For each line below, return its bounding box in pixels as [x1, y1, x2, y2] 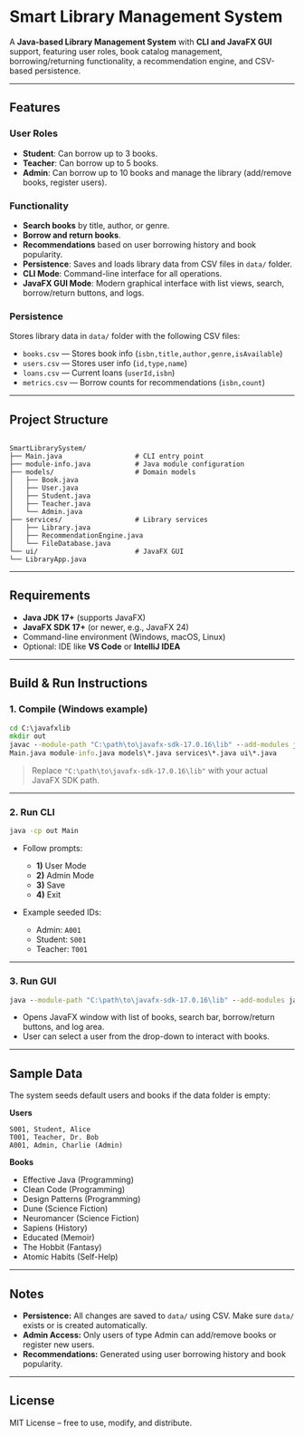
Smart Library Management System [9, 6, 283, 27]
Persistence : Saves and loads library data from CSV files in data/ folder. [22, 258, 292, 269]
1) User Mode [35, 860, 87, 871]
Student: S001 [35, 934, 87, 945]
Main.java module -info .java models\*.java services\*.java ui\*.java [9, 749, 278, 758]
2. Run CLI [9, 805, 56, 818]
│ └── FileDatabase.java [9, 539, 111, 549]
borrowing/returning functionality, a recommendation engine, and [9, 55, 253, 66]
